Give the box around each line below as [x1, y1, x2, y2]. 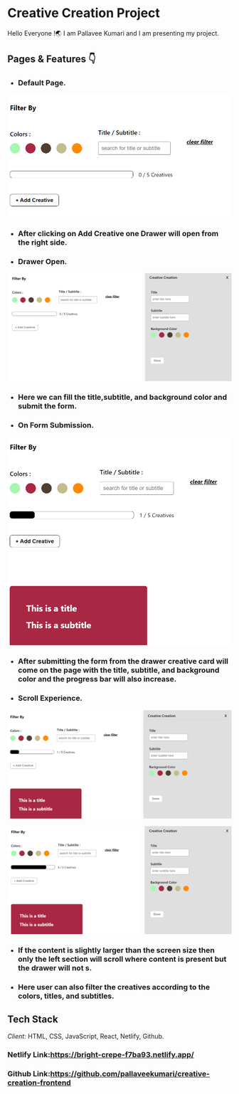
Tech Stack [7, 1013, 58, 1025]
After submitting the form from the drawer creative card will [17, 657, 229, 667]
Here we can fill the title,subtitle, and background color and [17, 392, 228, 402]
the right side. [17, 237, 68, 247]
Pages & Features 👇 [7, 53, 96, 65]
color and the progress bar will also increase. [17, 674, 177, 684]
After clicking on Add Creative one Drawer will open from [17, 228, 219, 238]
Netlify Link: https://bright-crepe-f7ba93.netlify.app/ [7, 1049, 194, 1059]
